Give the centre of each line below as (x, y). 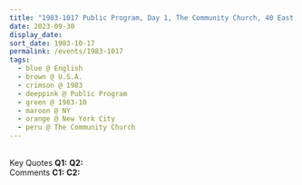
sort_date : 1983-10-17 (52, 43)
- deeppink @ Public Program (73, 93)
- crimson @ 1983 (50, 85)
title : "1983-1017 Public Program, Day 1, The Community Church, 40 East (152, 18)
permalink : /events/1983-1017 (67, 52)
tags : (19, 60)
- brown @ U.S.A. (50, 77)
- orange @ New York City (67, 119)
